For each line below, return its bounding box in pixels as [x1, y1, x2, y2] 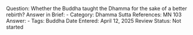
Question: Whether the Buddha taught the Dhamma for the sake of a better [6, 5, 187, 12]
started [6, 23, 24, 30]
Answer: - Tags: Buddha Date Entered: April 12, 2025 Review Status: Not [6, 17, 181, 24]
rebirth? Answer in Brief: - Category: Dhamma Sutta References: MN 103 [6, 11, 182, 18]
